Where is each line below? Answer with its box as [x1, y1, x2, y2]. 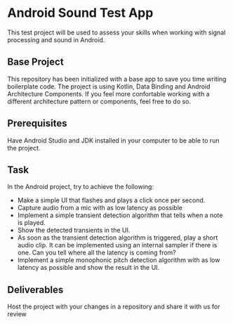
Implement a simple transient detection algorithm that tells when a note [17, 211, 223, 219]
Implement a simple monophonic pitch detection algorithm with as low [17, 256, 220, 264]
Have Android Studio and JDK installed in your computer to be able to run [7, 136, 220, 145]
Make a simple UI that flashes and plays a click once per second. [17, 196, 206, 205]
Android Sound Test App [7, 5, 154, 21]
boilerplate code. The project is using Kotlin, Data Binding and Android [7, 82, 211, 91]
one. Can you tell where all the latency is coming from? [17, 248, 177, 257]
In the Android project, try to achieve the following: [7, 183, 154, 191]
